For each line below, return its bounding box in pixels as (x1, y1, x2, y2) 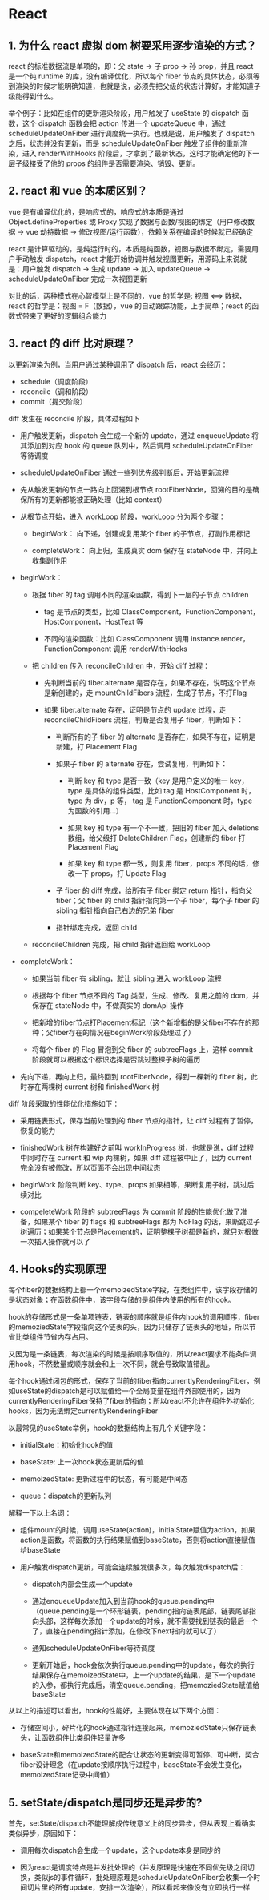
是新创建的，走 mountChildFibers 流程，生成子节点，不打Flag (43, 688, 247, 697)
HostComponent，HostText (43, 617, 134, 626)
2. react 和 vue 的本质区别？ (8, 184, 148, 198)
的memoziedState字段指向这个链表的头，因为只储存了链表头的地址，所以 (8, 1322, 250, 1332)
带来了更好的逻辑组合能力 (22, 311, 106, 320)
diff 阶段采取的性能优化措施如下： (8, 1099, 120, 1108)
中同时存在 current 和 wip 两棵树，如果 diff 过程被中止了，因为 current (19, 1152, 252, 1162)
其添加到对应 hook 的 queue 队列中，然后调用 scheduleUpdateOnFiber (19, 440, 254, 450)
